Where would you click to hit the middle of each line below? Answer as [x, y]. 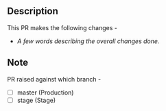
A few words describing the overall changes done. [88, 41]
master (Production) [45, 92]
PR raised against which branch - [54, 79]
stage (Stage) [36, 100]
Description [33, 11]
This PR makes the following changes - [62, 27]
